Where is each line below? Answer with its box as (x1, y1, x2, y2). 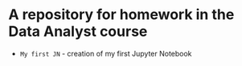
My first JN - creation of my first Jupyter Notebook (19, 49, 192, 58)
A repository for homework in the (8, 6, 235, 24)
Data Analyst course (8, 22, 148, 41)
